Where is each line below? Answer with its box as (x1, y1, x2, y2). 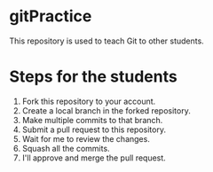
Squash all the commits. (21, 143, 110, 153)
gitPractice (9, 6, 92, 27)
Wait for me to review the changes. (21, 133, 151, 144)
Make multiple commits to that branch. (21, 114, 163, 125)
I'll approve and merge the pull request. (21, 152, 166, 163)
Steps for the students (9, 66, 177, 87)
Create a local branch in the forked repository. (21, 105, 191, 116)
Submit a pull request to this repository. (21, 124, 167, 135)
